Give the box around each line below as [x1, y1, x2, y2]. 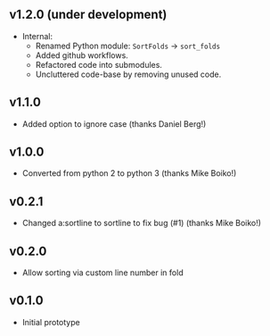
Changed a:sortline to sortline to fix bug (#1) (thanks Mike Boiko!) [21, 218, 261, 229]
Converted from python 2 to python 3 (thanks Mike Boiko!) [21, 168, 237, 179]
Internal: [21, 30, 53, 41]
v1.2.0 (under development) [9, 7, 168, 22]
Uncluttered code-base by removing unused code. [35, 69, 222, 80]
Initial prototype [21, 316, 80, 327]
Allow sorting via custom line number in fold [21, 267, 184, 278]
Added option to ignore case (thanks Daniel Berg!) [21, 118, 207, 129]
